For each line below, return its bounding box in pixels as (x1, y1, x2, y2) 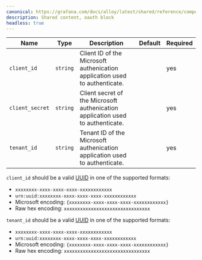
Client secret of (79, 89, 123, 97)
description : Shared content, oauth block (6, 14, 114, 20)
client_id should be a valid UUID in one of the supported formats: (6, 174, 170, 181)
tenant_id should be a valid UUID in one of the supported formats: (6, 217, 170, 224)
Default (139, 39, 161, 47)
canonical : (6, 8, 34, 15)
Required (166, 39, 193, 47)
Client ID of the (79, 49, 122, 58)
